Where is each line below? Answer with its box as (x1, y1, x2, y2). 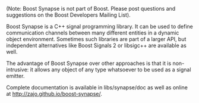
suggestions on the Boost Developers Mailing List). (6, 11, 131, 18)
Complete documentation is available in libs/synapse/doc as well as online (6, 84, 188, 91)
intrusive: (6, 66, 29, 73)
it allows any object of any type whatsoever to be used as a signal (30, 66, 191, 73)
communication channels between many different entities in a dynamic (6, 29, 179, 36)
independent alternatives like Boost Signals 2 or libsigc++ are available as (6, 42, 187, 49)
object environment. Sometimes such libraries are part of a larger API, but (6, 36, 187, 42)
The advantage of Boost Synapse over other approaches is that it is (6, 60, 172, 67)
